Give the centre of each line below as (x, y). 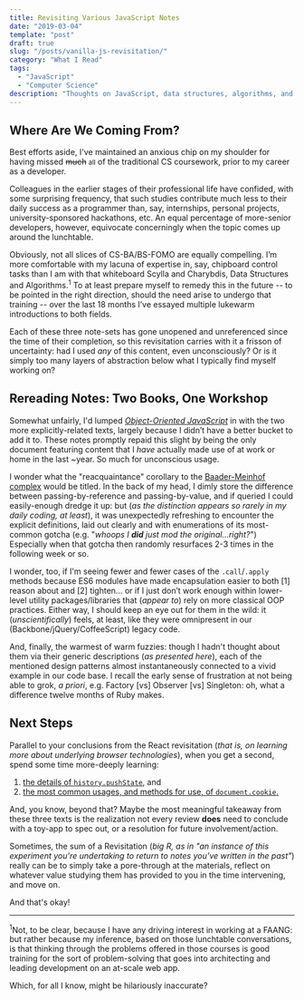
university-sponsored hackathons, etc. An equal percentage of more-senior (150, 218)
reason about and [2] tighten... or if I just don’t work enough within (133, 590)
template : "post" (42, 34)
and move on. (35, 884)
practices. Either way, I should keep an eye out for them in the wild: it (138, 609)
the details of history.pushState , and (92, 782)
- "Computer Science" (58, 85)
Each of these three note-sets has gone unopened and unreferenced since (148, 331)
